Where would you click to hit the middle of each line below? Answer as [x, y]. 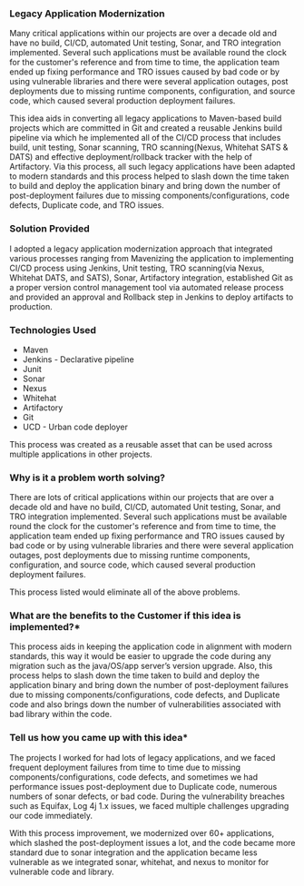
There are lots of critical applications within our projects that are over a [142, 497]
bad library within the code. [61, 714]
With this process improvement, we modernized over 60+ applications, [142, 832]
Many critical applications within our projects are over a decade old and [143, 34]
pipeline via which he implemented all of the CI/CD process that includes [145, 138]
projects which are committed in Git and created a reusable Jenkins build [146, 128]
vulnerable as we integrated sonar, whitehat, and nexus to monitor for [139, 861]
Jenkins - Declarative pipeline [78, 359]
